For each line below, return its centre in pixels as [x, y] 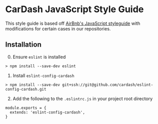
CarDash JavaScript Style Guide [74, 9]
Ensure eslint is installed [39, 57]
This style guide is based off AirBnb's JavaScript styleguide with [73, 23]
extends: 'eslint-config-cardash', [48, 112]
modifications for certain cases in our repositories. [58, 28]
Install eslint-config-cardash [43, 75]
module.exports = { [26, 108]
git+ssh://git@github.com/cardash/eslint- [107, 85]
